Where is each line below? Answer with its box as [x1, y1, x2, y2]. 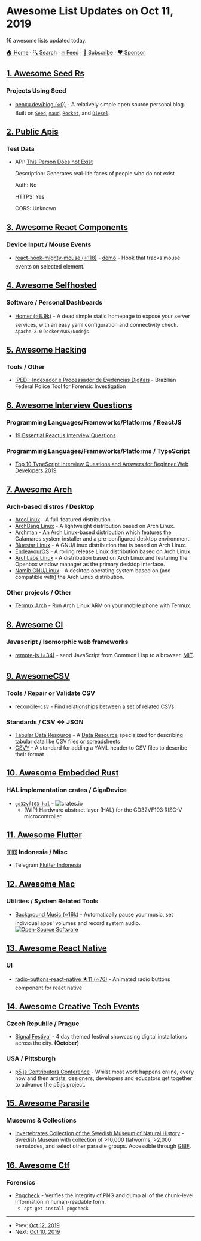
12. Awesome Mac [6, 879, 75, 889]
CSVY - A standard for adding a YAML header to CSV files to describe [14, 744, 188, 751]
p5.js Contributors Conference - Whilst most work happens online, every [14, 1068, 194, 1075]
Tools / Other [6, 363, 45, 371]
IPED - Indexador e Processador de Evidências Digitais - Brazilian [14, 377, 176, 384]
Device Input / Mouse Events [6, 240, 92, 249]
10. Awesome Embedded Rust [6, 768, 119, 778]
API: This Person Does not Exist [14, 158, 93, 166]
